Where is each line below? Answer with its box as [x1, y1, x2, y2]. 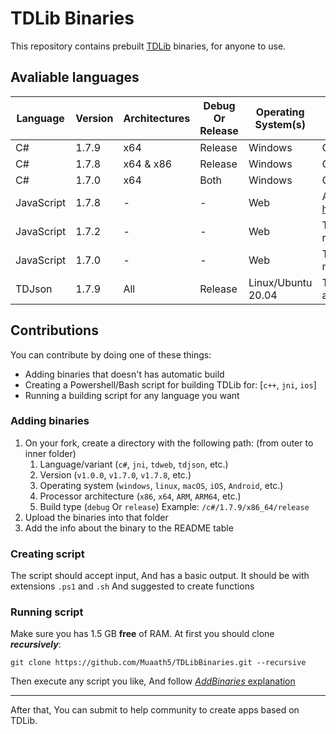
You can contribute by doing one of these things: [10, 348, 212, 361]
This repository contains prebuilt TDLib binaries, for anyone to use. [10, 40, 287, 52]
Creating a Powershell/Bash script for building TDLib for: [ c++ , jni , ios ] [24, 378, 317, 391]
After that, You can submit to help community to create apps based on [10, 704, 300, 716]
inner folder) [24, 447, 77, 459]
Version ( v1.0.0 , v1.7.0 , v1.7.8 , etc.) [39, 468, 192, 481]
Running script [10, 605, 84, 619]
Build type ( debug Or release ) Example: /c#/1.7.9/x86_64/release [39, 500, 310, 512]
